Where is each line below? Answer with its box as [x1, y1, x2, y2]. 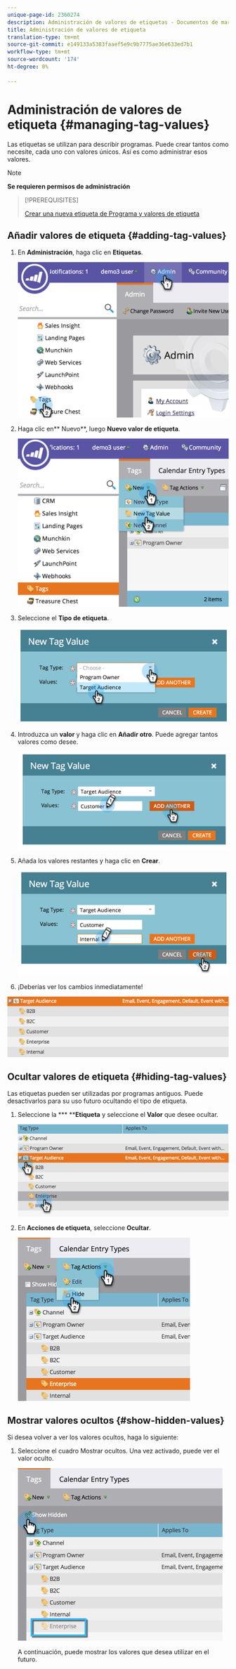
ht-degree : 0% [7, 63, 49, 70]
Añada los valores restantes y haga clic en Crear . [17, 857, 160, 865]
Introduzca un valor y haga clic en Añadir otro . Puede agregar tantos [17, 730, 218, 738]
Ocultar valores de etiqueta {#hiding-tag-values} [7, 1071, 227, 1082]
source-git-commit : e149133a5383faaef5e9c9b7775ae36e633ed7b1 [7, 41, 193, 48]
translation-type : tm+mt [7, 34, 80, 41]
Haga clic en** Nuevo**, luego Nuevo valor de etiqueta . [17, 425, 181, 433]
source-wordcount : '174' [7, 56, 80, 63]
